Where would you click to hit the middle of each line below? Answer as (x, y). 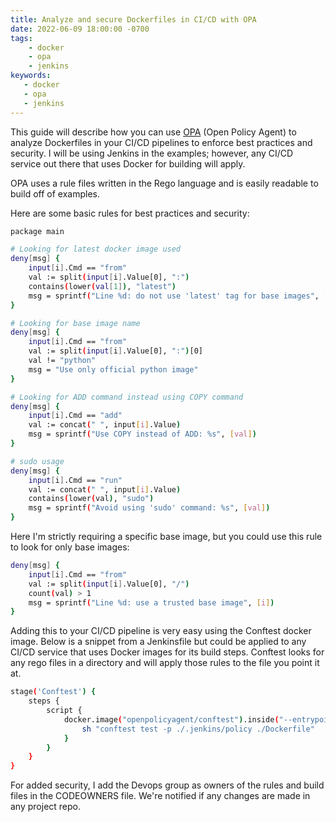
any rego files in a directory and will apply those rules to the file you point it (165, 663)
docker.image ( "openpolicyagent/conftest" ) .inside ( (171, 719)
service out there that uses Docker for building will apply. (128, 163)
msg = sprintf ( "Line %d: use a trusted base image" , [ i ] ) (151, 602)
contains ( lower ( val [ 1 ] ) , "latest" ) (102, 286)
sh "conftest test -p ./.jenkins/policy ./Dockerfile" (198, 729)
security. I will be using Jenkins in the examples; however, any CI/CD (152, 153)
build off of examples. (55, 193)
